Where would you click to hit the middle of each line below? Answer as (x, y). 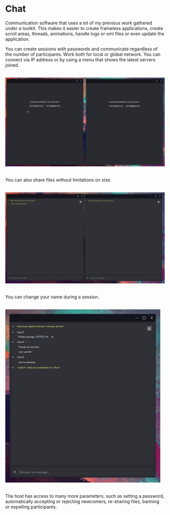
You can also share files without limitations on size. (58, 180)
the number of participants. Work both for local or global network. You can (83, 54)
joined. (12, 65)
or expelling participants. (31, 507)
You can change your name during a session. (52, 297)
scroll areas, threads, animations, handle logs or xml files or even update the (85, 33)
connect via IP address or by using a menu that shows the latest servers (80, 59)
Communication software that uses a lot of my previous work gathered (79, 23)
